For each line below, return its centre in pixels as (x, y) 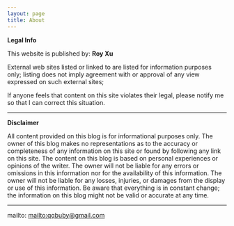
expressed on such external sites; (56, 81)
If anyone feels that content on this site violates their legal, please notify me (116, 95)
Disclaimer (23, 122)
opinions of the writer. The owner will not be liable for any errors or (103, 166)
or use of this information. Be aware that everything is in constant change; (114, 188)
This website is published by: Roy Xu (60, 54)
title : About (26, 20)
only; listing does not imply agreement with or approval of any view (103, 74)
